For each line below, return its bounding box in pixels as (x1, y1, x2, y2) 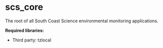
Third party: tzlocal (12, 37, 52, 43)
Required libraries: (5, 27, 45, 33)
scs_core (5, 1, 44, 13)
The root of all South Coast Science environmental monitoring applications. (5, 18, 159, 24)
